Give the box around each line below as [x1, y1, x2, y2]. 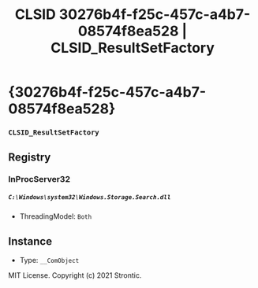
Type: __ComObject [19, 256, 80, 265]
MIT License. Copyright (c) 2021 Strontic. [8, 271, 142, 280]
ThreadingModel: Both [19, 212, 92, 221]
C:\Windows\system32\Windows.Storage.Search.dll [8, 194, 171, 201]
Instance [8, 234, 53, 248]
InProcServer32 [8, 174, 71, 185]
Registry [8, 150, 51, 164]
